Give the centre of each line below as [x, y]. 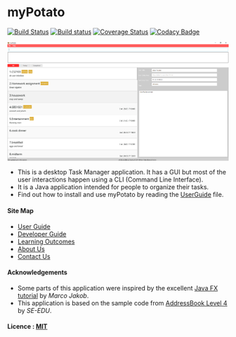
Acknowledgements [38, 272]
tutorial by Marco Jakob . [53, 295]
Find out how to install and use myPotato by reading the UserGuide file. [120, 195]
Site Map [20, 210]
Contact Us [34, 256]
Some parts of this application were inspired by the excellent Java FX [118, 288]
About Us [31, 249]
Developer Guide [42, 234]
